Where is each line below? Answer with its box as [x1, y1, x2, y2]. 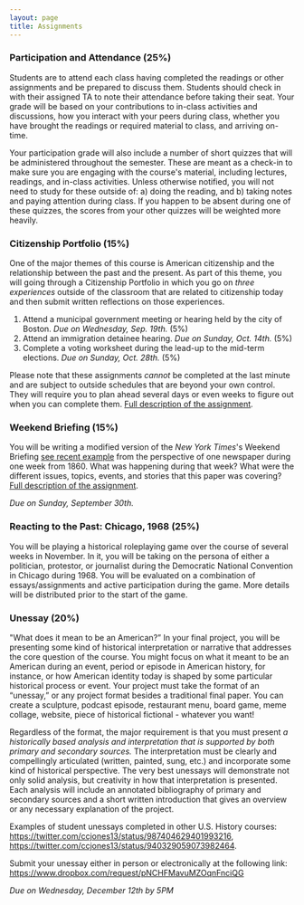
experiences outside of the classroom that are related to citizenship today [9, 287, 284, 298]
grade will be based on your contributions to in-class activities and [9, 100, 258, 111]
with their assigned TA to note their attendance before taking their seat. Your [9, 91, 295, 102]
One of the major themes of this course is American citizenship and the [9, 258, 275, 269]
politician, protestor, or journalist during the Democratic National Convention [9, 560, 294, 571]
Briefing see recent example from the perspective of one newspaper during [9, 452, 291, 462]
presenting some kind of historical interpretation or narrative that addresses [9, 642, 292, 653]
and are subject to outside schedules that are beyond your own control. [9, 379, 276, 390]
